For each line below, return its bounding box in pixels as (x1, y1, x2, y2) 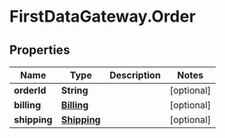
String (61, 84, 89, 97)
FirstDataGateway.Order (9, 6, 196, 27)
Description (109, 69, 161, 81)
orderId (14, 84, 47, 97)
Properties (9, 42, 70, 58)
